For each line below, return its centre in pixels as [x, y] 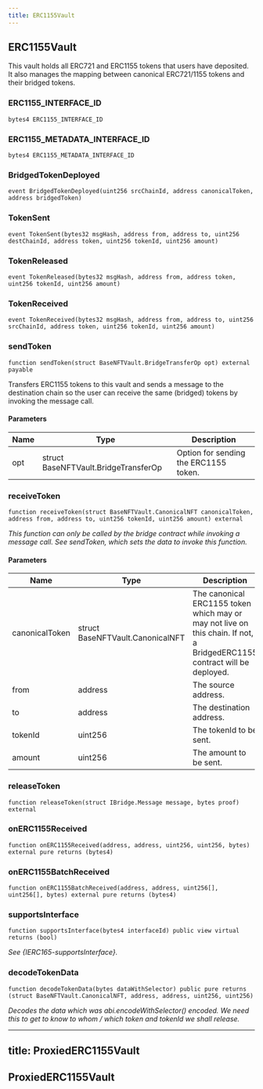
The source [214, 685]
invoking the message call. [51, 400]
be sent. [208, 762]
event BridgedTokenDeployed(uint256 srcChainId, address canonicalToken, [131, 192]
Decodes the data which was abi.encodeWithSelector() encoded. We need [129, 1010]
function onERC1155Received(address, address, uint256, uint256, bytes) [129, 845]
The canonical [219, 594]
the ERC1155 [202, 462]
